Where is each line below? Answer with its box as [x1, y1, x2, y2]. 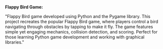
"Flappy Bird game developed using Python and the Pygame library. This [5, 14, 151, 19]
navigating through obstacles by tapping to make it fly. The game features [5, 24, 153, 30]
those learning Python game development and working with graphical [5, 34, 145, 40]
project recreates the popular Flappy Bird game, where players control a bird [5, 19, 159, 24]
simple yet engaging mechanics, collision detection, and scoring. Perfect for [5, 29, 158, 34]
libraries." [5, 39, 24, 45]
